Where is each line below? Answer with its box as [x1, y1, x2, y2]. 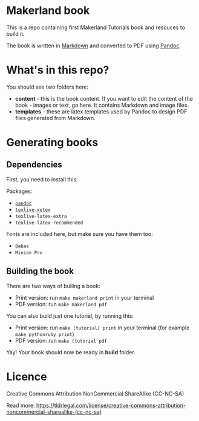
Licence [6, 369, 47, 383]
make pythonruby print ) [15, 330, 74, 337]
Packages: [6, 187, 33, 195]
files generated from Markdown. [15, 114, 96, 121]
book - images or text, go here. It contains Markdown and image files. [15, 101, 189, 109]
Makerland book [6, 4, 90, 18]
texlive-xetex [15, 207, 51, 213]
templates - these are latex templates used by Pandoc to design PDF [15, 107, 188, 115]
